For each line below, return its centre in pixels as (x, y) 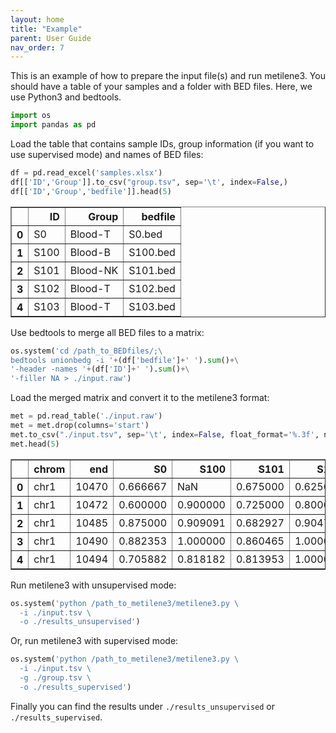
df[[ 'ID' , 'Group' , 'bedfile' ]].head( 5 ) (91, 191)
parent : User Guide (51, 38)
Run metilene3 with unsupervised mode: (93, 585)
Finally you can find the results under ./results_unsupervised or (143, 706)
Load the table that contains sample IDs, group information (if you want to (162, 144)
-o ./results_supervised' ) (75, 687)
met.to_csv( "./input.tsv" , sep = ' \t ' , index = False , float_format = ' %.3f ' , (165, 434)
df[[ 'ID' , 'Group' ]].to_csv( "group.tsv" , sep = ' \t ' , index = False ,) (149, 182)
